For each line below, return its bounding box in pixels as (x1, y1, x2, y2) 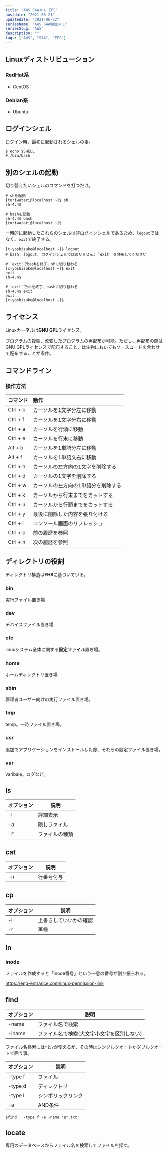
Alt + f (8, 453, 23, 460)
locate (5, 1128, 26, 1137)
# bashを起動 (5, 212, 30, 217)
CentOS (12, 84, 29, 90)
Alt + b (8, 444, 24, 451)
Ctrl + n (8, 538, 26, 545)
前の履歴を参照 (33, 529, 69, 536)
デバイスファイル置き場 (5, 622, 54, 628)
